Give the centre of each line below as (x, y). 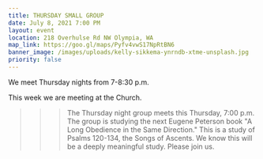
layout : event (32, 30)
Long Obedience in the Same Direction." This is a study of (161, 129)
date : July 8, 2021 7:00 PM (54, 23)
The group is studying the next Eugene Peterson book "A (160, 121)
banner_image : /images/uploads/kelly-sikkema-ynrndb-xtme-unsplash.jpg (128, 52)
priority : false (35, 60)
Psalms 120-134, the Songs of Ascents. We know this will (160, 138)
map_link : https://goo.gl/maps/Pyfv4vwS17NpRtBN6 (92, 45)
